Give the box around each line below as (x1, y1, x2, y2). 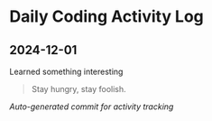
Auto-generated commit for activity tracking (9, 101, 174, 112)
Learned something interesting (9, 66, 124, 77)
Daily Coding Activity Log (9, 6, 205, 27)
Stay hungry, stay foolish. (31, 84, 126, 94)
